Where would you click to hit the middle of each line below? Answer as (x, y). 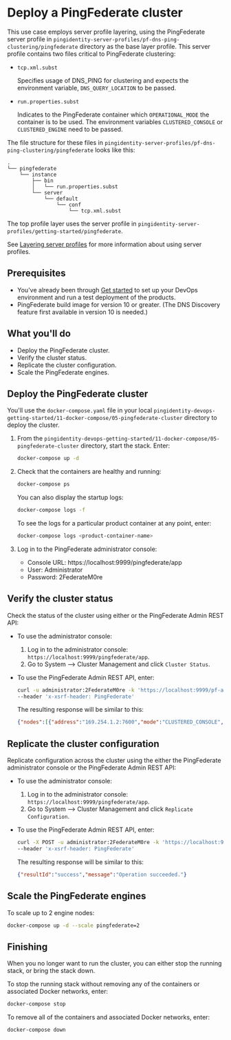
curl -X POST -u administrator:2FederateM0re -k (88, 843)
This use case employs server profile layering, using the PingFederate (106, 32)
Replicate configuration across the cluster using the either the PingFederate (114, 761)
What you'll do (39, 333)
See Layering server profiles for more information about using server (104, 244)
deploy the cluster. (33, 425)
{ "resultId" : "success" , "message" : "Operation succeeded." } (102, 874)
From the (30, 439)
